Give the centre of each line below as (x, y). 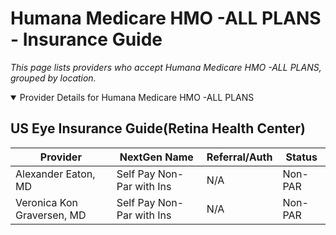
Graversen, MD (51, 215)
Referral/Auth (239, 157)
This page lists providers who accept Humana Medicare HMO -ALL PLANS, (166, 67)
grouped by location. (53, 78)
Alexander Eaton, (55, 174)
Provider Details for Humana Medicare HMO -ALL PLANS (137, 97)
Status (301, 157)
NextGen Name (156, 157)
